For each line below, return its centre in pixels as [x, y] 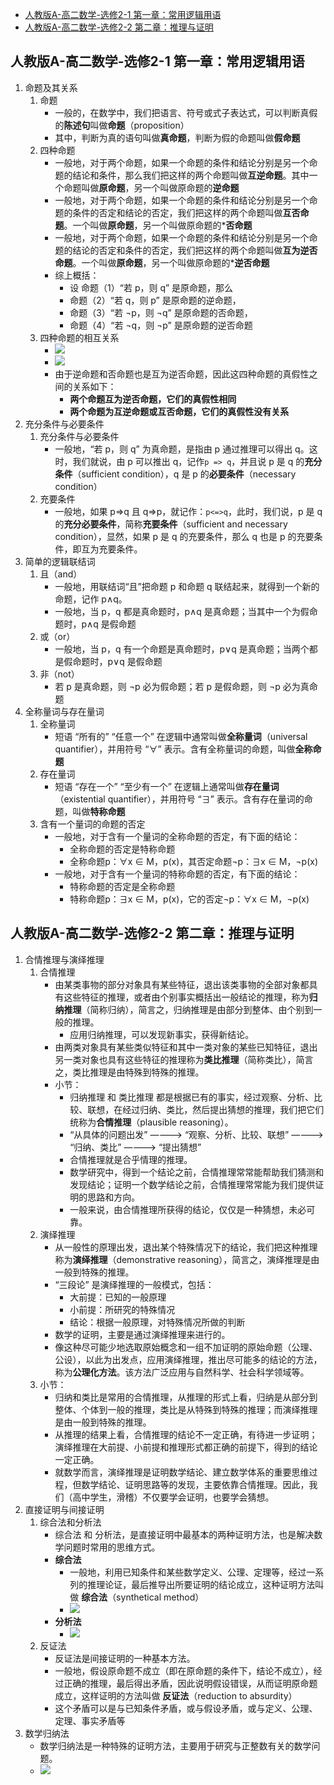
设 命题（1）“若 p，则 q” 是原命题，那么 [151, 287]
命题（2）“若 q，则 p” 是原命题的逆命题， [155, 300]
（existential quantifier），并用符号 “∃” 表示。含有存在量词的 [179, 799]
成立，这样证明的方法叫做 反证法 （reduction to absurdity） [176, 1695]
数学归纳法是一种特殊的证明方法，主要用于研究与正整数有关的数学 [175, 1745]
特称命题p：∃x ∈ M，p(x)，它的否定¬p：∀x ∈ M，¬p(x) [189, 899]
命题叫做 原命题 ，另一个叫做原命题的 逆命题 [151, 187]
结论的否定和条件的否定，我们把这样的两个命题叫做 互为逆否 [195, 250]
